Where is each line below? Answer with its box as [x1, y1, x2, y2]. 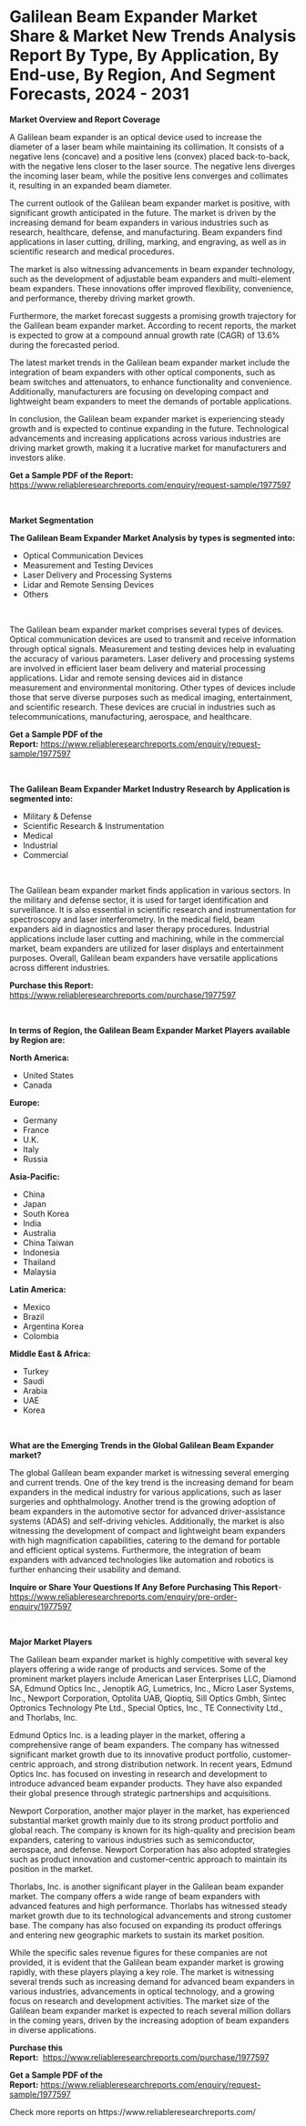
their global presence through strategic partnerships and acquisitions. [9, 1787, 271, 1798]
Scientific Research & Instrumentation [22, 820, 165, 831]
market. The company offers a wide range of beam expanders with [9, 1890, 260, 1901]
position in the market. [9, 1863, 94, 1874]
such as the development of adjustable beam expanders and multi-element [9, 273, 291, 284]
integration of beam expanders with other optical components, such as [9, 366, 276, 377]
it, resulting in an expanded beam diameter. [9, 179, 172, 190]
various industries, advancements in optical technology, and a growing [9, 1986, 275, 1997]
